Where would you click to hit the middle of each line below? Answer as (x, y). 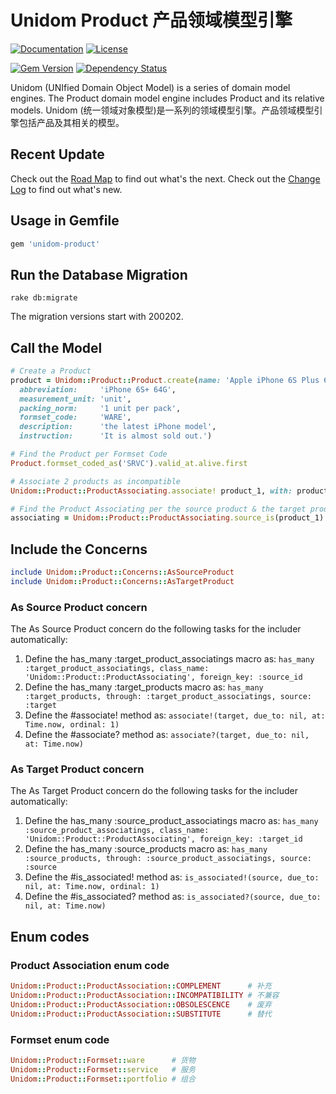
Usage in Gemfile (65, 221)
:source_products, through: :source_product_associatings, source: (168, 859)
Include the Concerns (79, 549)
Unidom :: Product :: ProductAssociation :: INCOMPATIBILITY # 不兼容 (145, 996)
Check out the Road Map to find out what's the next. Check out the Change (165, 178)
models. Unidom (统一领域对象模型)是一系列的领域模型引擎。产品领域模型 (162, 110)
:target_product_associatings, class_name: (117, 669)
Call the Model (56, 347)
